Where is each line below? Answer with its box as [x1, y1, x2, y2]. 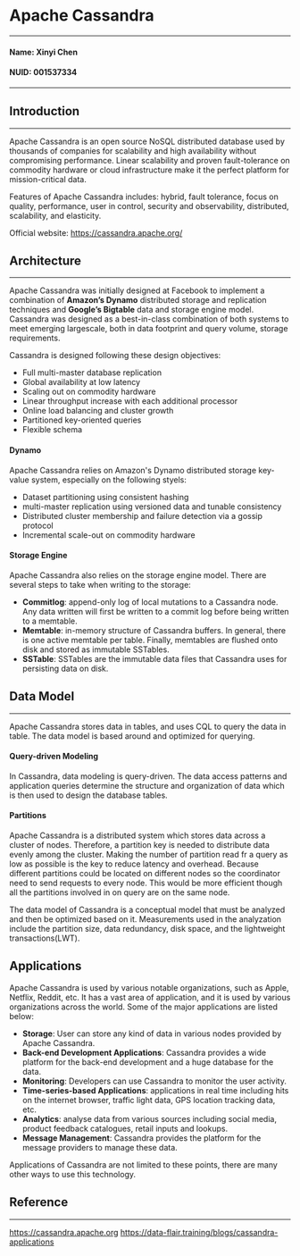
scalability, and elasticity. [9, 210, 102, 221]
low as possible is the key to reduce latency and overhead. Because [9, 858, 259, 869]
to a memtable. [21, 615, 78, 626]
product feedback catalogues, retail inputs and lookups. [21, 1123, 229, 1134]
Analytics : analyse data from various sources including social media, [21, 1113, 277, 1124]
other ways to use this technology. [9, 1168, 137, 1179]
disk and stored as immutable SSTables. [21, 644, 170, 655]
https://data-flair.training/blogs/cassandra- [120, 1227, 279, 1237]
